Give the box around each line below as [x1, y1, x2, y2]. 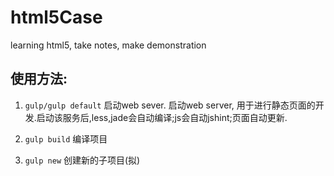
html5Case [10, 6, 103, 29]
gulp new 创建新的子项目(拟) [24, 154, 141, 166]
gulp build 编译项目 [24, 132, 108, 145]
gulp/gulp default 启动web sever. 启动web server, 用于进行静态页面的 [24, 99, 316, 111]
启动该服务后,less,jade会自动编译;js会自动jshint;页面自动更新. [36, 111, 288, 123]
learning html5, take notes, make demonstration [10, 39, 207, 51]
